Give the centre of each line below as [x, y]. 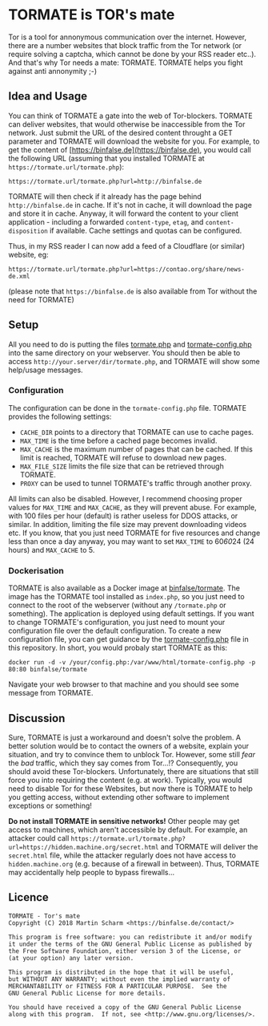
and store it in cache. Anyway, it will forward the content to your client [123, 213]
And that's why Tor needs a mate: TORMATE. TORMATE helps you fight [126, 63]
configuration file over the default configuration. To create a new [115, 631]
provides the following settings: [60, 416]
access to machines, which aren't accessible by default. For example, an [128, 829]
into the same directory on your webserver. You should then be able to [124, 353]
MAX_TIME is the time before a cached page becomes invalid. [118, 440]
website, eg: [29, 254]
